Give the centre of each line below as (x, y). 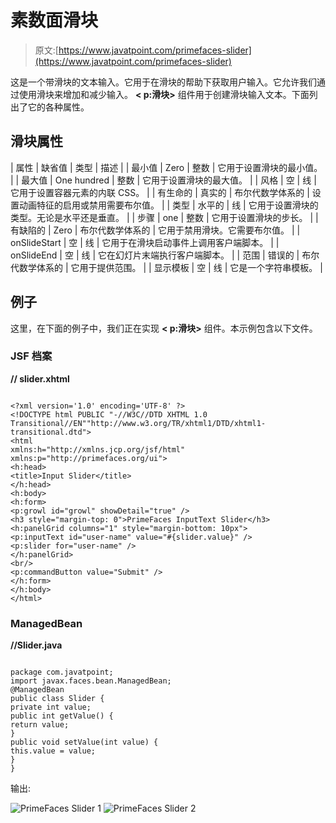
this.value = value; (53, 751)
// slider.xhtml (40, 378)
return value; (40, 725)
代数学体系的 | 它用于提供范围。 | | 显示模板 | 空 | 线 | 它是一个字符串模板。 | (166, 267)
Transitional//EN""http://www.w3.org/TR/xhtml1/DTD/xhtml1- (138, 423)
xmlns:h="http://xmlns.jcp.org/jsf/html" (98, 449)
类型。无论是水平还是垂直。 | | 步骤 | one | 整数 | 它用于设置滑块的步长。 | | (164, 217)
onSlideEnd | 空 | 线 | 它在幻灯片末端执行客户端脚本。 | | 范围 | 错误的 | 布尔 (165, 255)
